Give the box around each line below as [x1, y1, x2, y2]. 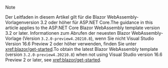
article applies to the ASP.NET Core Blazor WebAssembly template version [5, 25, 160, 31]
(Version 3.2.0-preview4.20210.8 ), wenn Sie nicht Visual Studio [22, 35, 154, 41]
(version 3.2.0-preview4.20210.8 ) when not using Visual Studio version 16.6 [5, 51, 162, 57]
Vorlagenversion [5, 20, 39, 25]
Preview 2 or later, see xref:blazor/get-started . [5, 57, 102, 62]
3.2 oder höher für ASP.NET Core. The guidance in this [40, 20, 153, 25]
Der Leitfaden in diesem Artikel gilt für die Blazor [5, 14, 106, 20]
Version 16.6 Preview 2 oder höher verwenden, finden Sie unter [5, 41, 137, 47]
